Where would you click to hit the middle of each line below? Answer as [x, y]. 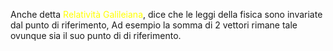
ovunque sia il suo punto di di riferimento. [96, 35]
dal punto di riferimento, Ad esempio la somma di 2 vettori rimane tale [154, 25]
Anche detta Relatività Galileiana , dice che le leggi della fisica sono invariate [166, 14]
